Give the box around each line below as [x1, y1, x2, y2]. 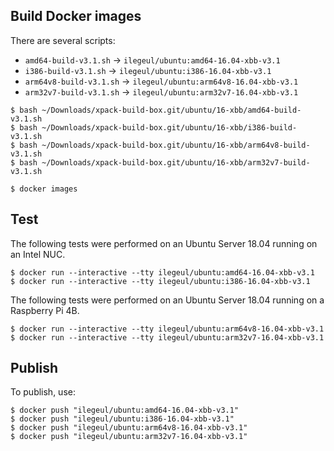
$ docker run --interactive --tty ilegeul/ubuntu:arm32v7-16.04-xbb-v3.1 [10, 332, 325, 343]
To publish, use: [10, 386, 76, 398]
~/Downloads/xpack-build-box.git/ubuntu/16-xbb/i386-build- [41, 122, 298, 133]
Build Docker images [10, 8, 142, 25]
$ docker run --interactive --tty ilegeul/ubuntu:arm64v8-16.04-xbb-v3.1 [10, 324, 325, 334]
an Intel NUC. [10, 248, 66, 260]
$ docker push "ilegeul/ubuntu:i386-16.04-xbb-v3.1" [10, 414, 235, 424]
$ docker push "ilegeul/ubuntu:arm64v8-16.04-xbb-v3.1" [10, 423, 248, 433]
